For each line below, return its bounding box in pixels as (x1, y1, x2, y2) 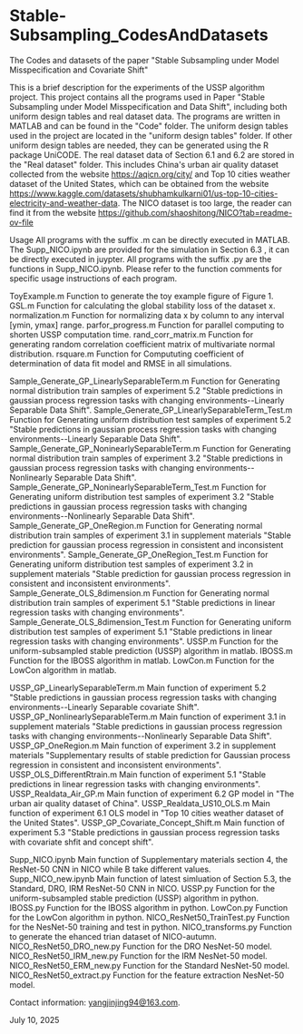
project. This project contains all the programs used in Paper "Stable (9, 92, 266, 102)
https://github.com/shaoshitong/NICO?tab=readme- (98, 207, 293, 218)
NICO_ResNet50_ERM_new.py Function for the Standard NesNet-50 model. (9, 960, 290, 971)
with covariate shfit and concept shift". (9, 836, 154, 847)
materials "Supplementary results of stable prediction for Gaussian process (9, 749, 291, 760)
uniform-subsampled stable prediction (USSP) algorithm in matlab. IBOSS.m (9, 645, 293, 656)
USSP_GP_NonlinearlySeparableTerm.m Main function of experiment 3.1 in (9, 711, 287, 722)
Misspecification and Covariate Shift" (9, 64, 149, 75)
